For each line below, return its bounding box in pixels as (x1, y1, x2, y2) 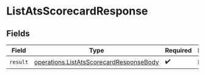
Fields (6, 28, 31, 39)
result (9, 59, 29, 65)
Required (164, 47, 192, 54)
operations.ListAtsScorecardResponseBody (34, 57, 159, 66)
